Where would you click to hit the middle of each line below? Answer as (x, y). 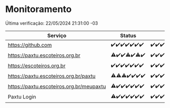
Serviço (57, 35)
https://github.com (30, 45)
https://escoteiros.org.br (37, 66)
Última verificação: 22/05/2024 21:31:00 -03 (52, 23)
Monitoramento (38, 9)
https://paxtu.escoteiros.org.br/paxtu (52, 76)
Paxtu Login (22, 97)
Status (128, 35)
